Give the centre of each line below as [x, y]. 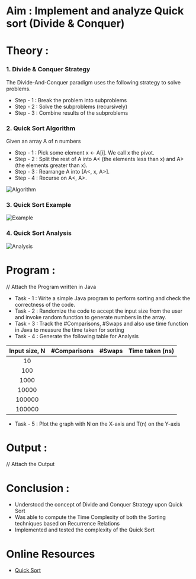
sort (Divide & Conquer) [65, 23]
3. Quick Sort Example [39, 204]
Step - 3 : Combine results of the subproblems [71, 113]
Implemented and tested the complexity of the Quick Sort [85, 530]
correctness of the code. [45, 304]
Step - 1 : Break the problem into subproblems [71, 100]
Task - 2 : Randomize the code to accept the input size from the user [99, 311]
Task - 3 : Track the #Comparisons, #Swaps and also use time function [101, 323]
